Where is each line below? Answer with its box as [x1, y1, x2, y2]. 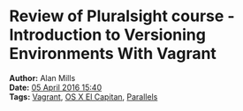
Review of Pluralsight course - [9, 6, 236, 26]
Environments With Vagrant [9, 44, 216, 63]
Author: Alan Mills [9, 72, 76, 83]
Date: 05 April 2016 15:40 [9, 82, 103, 92]
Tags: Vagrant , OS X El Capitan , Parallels [9, 91, 158, 102]
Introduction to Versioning [9, 25, 206, 45]
